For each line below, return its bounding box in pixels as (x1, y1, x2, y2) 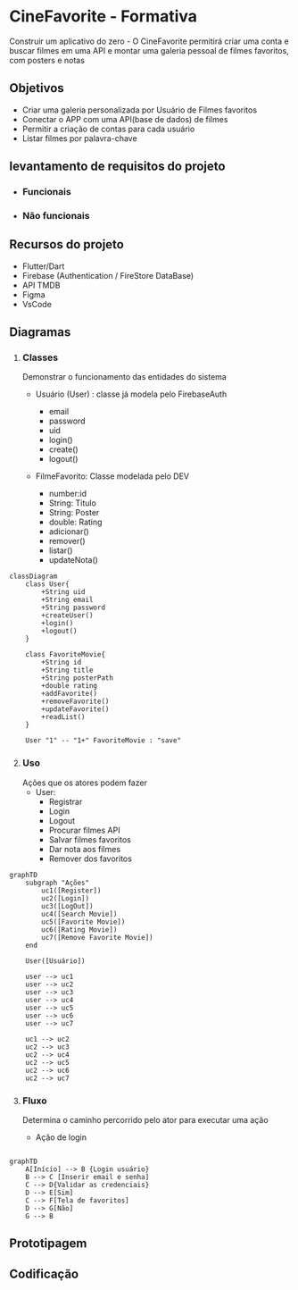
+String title (41, 666, 94, 675)
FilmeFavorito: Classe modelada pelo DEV (35, 471, 190, 482)
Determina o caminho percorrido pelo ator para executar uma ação (21, 1115, 269, 1126)
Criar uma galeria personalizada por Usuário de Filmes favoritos (21, 105, 257, 115)
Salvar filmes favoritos (48, 833, 131, 845)
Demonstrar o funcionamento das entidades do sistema (21, 372, 228, 382)
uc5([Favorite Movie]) (41, 917, 126, 926)
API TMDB (21, 280, 61, 290)
